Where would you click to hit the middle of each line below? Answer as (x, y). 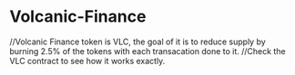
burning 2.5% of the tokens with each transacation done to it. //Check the (147, 51)
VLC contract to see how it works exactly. (87, 61)
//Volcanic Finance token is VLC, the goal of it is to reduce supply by (137, 42)
